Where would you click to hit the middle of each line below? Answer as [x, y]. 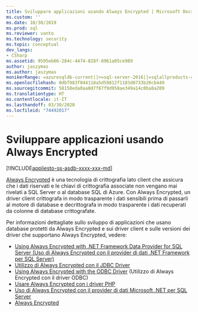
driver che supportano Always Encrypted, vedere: [67, 235]
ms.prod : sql [22, 28]
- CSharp [17, 55]
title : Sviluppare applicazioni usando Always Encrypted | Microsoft [93, 12]
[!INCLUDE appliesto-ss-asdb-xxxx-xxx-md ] [60, 168]
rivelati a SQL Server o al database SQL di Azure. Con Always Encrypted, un [98, 192]
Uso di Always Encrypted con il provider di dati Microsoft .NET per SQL [101, 290]
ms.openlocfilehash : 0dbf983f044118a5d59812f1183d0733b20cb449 [85, 83]
